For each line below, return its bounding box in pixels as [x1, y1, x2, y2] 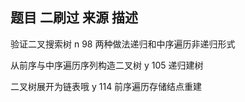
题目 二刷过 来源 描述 [10, 9, 138, 27]
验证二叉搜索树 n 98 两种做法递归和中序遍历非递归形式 [10, 38, 236, 50]
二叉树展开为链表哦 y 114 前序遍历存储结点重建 [10, 80, 203, 92]
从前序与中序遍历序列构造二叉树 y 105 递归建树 [10, 59, 204, 71]
